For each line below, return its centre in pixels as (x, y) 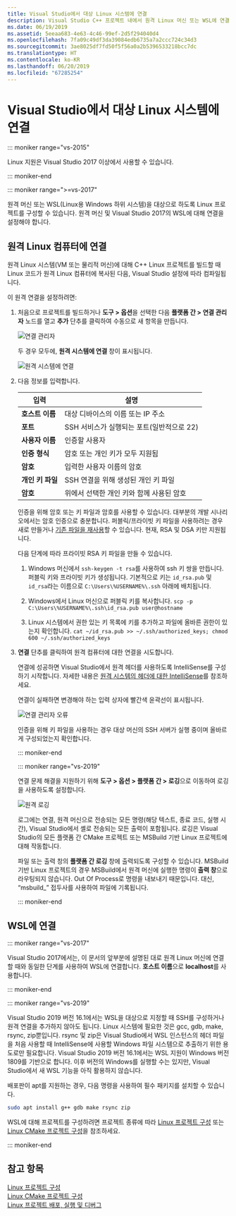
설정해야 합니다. (29, 222)
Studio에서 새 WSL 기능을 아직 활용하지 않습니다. (75, 1071)
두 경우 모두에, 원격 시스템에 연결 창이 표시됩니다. (85, 351)
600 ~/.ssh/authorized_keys (69, 638)
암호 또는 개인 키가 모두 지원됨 (111, 454)
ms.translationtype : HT (42, 54)
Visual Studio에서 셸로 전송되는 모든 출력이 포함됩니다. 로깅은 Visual (124, 829)
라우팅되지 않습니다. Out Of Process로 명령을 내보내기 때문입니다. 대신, (116, 879)
